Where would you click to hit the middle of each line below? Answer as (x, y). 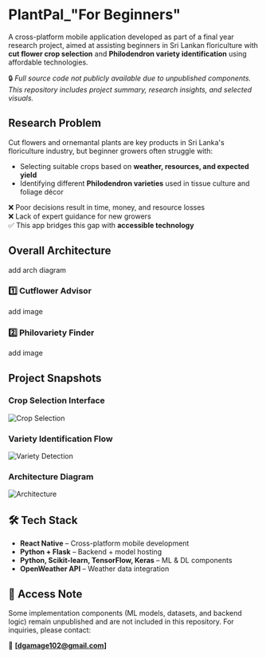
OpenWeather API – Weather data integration (94, 569)
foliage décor (41, 191)
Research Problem (55, 123)
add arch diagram (37, 270)
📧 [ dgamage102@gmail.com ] (58, 646)
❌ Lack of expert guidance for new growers (80, 216)
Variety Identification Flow (61, 439)
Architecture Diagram (51, 477)
